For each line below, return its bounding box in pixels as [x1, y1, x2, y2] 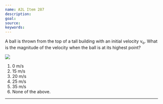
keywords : [5, 25, 25, 30]
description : [5, 12, 32, 16]
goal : [5, 16, 16, 21]
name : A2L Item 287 [5, 7, 45, 12]
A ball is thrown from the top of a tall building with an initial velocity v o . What [5, 38, 158, 45]
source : [5, 20, 21, 26]
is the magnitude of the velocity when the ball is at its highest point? [5, 45, 141, 50]
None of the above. [12, 89, 51, 94]
